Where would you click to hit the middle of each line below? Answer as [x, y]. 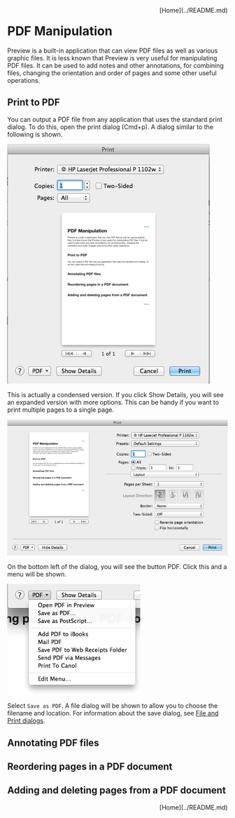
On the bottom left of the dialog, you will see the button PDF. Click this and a [117, 567]
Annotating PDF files [53, 743]
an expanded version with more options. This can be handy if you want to [113, 402]
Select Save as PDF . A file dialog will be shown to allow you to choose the [113, 706]
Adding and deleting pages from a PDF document [116, 790]
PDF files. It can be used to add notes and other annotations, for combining [115, 65]
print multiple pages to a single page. [61, 410]
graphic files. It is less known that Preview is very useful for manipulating [112, 58]
